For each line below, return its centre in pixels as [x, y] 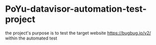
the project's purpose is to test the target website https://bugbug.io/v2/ [78, 33]
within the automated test [31, 38]
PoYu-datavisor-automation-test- [76, 9]
